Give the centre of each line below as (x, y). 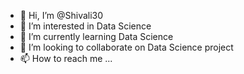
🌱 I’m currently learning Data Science (96, 36)
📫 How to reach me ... (66, 58)
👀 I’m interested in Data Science (85, 26)
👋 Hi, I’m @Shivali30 (61, 15)
